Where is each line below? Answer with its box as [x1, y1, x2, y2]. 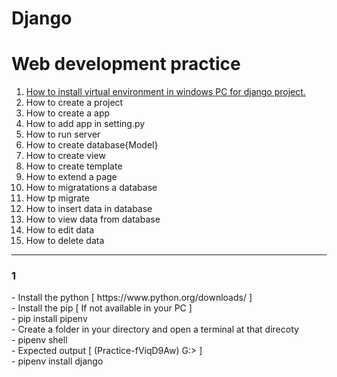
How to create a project [25, 97, 124, 109]
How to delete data [25, 235, 105, 247]
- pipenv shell [11, 334, 68, 346]
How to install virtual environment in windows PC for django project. [25, 86, 306, 98]
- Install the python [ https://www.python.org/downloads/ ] [11, 292, 253, 304]
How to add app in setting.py [25, 118, 146, 130]
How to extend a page [25, 171, 118, 183]
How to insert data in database [25, 203, 153, 215]
